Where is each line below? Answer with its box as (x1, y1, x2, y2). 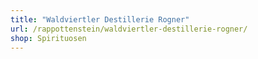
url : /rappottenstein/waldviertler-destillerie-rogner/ (10, 24, 248, 34)
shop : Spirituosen (10, 33, 87, 43)
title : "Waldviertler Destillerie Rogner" (10, 14, 190, 25)
